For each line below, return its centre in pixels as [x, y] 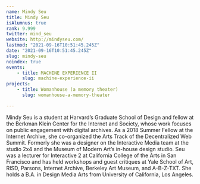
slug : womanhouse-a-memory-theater [66, 95]
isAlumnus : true [26, 23]
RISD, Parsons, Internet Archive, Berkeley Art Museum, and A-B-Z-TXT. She [99, 168]
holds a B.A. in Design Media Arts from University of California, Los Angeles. [100, 174]
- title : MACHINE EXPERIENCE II [57, 73]
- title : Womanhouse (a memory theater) [68, 90]
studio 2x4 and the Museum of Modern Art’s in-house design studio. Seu [96, 149]
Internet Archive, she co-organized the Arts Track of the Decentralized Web [99, 136]
